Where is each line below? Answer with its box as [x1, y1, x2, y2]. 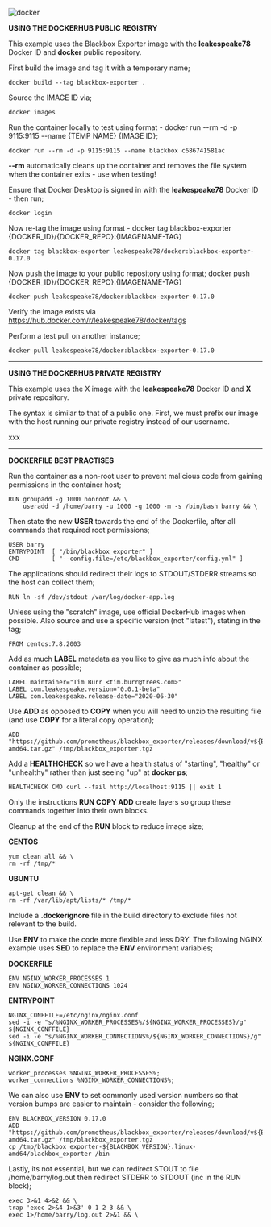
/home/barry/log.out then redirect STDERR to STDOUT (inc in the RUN [8, 1173, 242, 1182]
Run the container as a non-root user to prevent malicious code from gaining [8, 472, 263, 480]
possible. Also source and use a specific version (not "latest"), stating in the [8, 616, 261, 625]
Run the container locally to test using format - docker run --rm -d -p [8, 123, 238, 132]
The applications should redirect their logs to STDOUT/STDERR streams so [8, 569, 256, 578]
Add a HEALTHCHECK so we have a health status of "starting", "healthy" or [8, 759, 261, 768]
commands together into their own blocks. [8, 806, 149, 815]
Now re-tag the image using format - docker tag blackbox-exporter [8, 223, 231, 233]
